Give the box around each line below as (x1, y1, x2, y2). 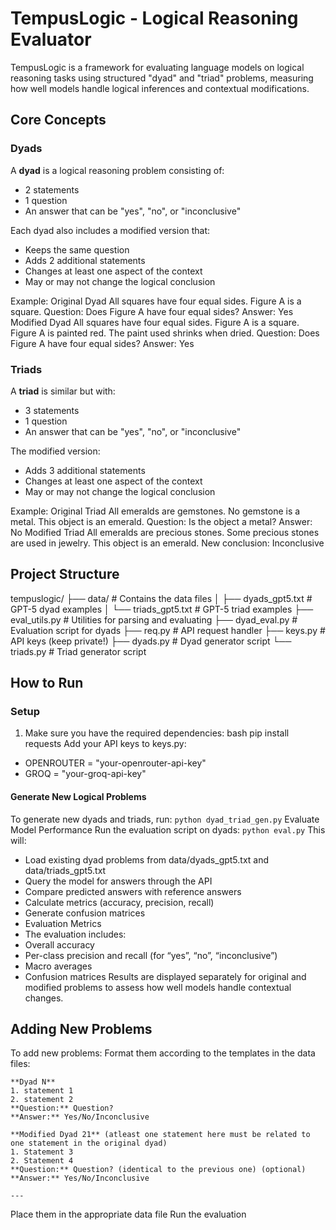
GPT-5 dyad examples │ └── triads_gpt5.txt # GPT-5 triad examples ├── (10, 603, 314, 615)
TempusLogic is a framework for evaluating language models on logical (10, 61, 305, 73)
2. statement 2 (10, 1095, 74, 1105)
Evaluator (10, 28, 92, 51)
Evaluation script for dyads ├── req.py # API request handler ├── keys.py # (10, 624, 326, 636)
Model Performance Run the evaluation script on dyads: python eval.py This (10, 823, 326, 836)
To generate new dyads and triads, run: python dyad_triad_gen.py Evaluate (10, 813, 320, 825)
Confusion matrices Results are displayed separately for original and (24, 970, 307, 982)
